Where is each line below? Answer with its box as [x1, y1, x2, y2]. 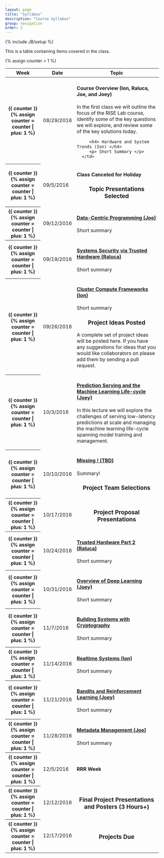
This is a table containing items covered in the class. [5, 49, 110, 54]
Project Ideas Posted [87, 319, 145, 327]
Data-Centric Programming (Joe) [76, 214, 156, 221]
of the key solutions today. [76, 128, 138, 135]
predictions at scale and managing [76, 419, 156, 426]
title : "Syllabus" [5, 12, 42, 17]
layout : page [5, 7, 32, 12]
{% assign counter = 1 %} [5, 58, 57, 64]
